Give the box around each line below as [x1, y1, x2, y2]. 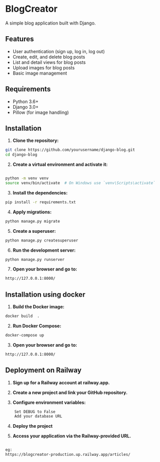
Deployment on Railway [5, 366, 82, 375]
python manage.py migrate [5, 218, 60, 224]
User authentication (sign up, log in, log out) [12, 48, 105, 54]
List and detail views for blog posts [12, 59, 86, 65]
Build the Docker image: [12, 304, 65, 310]
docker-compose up [5, 332, 44, 337]
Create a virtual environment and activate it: [12, 161, 108, 167]
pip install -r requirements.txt [5, 200, 76, 205]
